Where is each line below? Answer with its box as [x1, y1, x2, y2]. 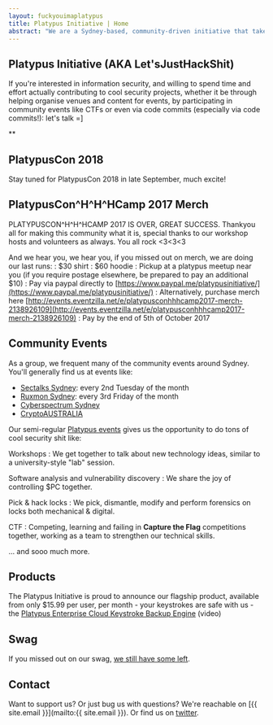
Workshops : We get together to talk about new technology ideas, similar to [8, 448, 261, 458]
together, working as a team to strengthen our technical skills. [8, 531, 215, 540]
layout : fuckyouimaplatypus [8, 11, 104, 20]
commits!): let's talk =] [8, 113, 84, 123]
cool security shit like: [8, 433, 82, 443]
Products [8, 570, 56, 584]
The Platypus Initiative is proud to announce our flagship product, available [8, 592, 260, 601]
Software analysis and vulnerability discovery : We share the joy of [8, 473, 232, 483]
